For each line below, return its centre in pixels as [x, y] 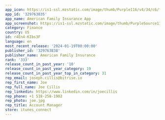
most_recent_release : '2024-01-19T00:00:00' [51, 46]
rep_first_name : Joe [26, 82]
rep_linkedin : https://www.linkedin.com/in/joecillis [61, 92]
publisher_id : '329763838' [33, 50]
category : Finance [24, 28]
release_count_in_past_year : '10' [41, 64]
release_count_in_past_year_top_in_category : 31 [56, 73]
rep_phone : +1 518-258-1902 [34, 96]
